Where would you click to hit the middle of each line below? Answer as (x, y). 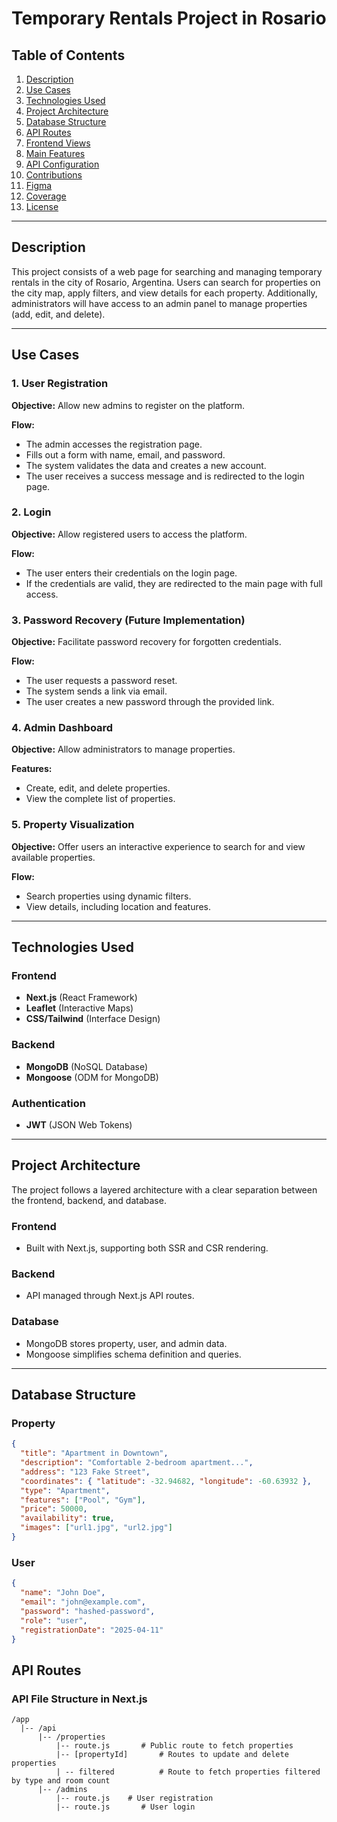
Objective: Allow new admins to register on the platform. (128, 405)
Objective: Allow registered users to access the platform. (129, 534)
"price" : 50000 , (54, 1509)
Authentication (48, 1103)
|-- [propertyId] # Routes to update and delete (172, 1755)
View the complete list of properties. (100, 799)
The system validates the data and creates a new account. (146, 465)
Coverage (46, 196)
